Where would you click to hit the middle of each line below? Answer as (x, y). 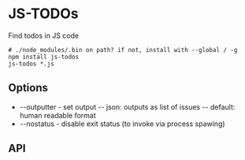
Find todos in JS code (44, 35)
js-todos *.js (32, 64)
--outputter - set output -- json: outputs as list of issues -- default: (127, 106)
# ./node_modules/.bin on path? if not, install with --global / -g (123, 50)
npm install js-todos (44, 57)
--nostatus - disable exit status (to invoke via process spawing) (122, 124)
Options (28, 88)
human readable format (58, 115)
